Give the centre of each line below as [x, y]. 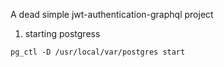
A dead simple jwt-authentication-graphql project [112, 14]
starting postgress [62, 33]
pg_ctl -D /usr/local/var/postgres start [98, 52]
